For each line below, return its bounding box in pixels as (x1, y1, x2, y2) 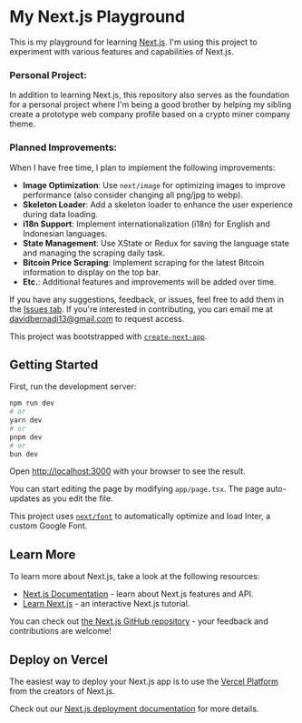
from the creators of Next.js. (9, 686, 115, 697)
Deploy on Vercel (9, 652, 109, 668)
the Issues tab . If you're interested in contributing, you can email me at (9, 303, 274, 315)
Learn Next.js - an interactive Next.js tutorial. (22, 598, 190, 609)
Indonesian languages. (22, 227, 108, 238)
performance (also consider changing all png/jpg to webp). (22, 189, 243, 200)
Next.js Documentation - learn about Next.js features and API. (22, 588, 254, 599)
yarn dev (9, 416, 43, 425)
